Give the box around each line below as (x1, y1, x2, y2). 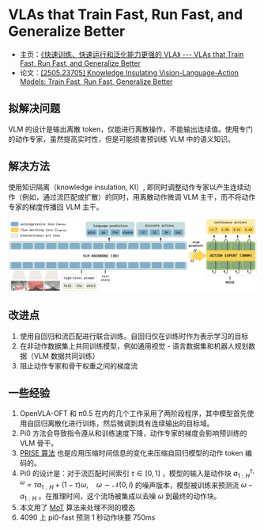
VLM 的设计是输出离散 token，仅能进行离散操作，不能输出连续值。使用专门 (8, 124, 253, 134)
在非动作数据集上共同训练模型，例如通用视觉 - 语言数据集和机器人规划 (19, 341, 249, 350)
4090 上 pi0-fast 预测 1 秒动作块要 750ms (19, 513, 156, 522)
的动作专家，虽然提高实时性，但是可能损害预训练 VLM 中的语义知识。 (8, 134, 236, 143)
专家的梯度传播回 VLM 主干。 (8, 202, 104, 212)
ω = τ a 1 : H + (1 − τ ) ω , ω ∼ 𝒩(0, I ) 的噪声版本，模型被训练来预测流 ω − (19, 479, 253, 492)
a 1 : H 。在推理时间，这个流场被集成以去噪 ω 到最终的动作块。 (19, 491, 221, 503)
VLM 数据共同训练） (33, 351, 100, 360)
